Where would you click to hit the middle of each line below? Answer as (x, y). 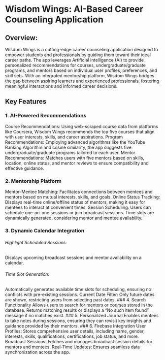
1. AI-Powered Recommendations (46, 116)
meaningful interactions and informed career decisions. (61, 86)
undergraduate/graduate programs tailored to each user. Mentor (70, 152)
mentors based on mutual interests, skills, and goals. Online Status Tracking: (82, 197)
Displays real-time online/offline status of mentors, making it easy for (75, 202)
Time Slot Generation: (27, 274)
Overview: (21, 38)
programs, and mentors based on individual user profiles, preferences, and (81, 70)
